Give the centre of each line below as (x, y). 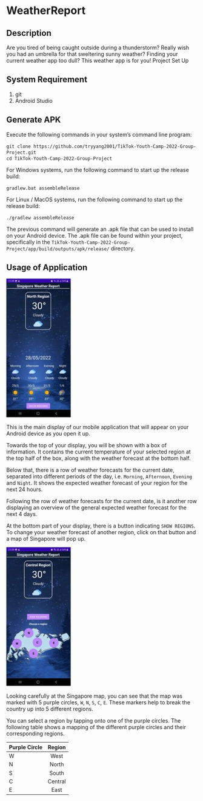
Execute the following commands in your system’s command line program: (99, 134)
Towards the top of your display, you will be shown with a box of (87, 445)
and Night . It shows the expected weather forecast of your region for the (97, 483)
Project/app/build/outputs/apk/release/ (58, 249)
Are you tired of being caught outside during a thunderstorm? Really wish (98, 47)
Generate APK (34, 120)
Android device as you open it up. (48, 434)
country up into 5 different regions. (50, 709)
